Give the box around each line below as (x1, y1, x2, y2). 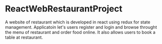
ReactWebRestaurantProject (5, 3, 123, 14)
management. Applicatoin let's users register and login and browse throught (5, 24, 157, 30)
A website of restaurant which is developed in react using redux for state (5, 19, 150, 25)
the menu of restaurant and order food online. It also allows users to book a (5, 29, 156, 35)
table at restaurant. (5, 34, 43, 40)
